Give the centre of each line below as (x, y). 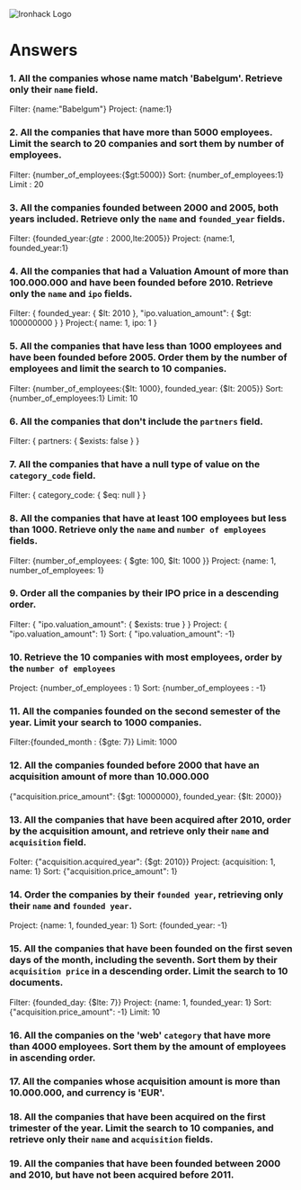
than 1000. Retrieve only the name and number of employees (138, 529)
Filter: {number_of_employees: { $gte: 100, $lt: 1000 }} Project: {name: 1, (143, 560)
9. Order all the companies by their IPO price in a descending (144, 593)
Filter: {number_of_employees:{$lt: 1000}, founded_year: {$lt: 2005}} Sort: (146, 388)
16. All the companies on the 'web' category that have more (140, 1035)
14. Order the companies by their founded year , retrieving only (146, 894)
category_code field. (53, 475)
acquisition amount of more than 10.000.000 (109, 777)
